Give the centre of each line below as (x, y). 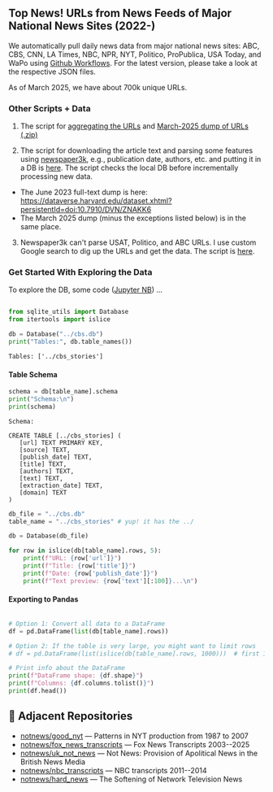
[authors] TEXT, (47, 471)
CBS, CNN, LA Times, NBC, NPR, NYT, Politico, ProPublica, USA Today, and (135, 54)
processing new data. (56, 176)
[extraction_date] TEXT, (61, 485)
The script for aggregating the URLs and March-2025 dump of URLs (134, 126)
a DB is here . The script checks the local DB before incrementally (129, 168)
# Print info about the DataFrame (67, 668)
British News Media (53, 762)
